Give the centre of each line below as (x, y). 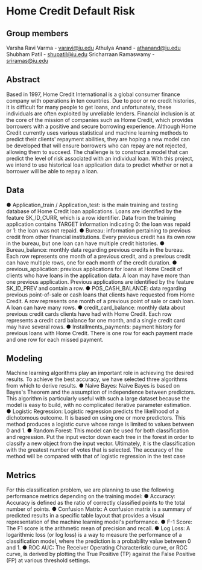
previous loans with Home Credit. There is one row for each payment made (99, 333)
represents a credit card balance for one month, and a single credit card (96, 320)
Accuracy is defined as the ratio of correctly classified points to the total (96, 503)
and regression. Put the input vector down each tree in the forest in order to (100, 437)
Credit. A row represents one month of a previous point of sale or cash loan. (100, 301)
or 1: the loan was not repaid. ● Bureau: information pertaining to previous (99, 230)
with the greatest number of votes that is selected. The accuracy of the (95, 450)
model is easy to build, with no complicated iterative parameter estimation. (99, 405)
